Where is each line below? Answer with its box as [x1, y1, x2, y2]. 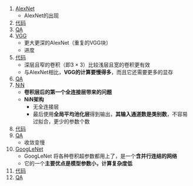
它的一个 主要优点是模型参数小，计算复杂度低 [24, 160, 133, 167]
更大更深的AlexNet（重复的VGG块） [24, 39, 111, 46]
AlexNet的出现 [24, 12, 59, 19]
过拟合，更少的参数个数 [32, 118, 90, 125]
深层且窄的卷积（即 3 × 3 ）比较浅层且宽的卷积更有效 [24, 61, 151, 68]
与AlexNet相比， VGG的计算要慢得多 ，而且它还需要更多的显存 [24, 69, 174, 75]
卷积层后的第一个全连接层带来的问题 [24, 88, 112, 95]
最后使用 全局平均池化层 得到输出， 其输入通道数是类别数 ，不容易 [32, 111, 188, 117]
